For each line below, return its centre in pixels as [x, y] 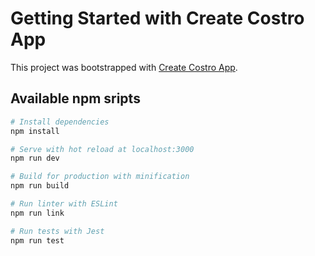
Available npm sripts [75, 98]
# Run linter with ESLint [64, 204]
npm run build [40, 186]
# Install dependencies [60, 122]
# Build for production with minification [100, 177]
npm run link [37, 213]
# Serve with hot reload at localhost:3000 [102, 149]
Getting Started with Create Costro [157, 18]
